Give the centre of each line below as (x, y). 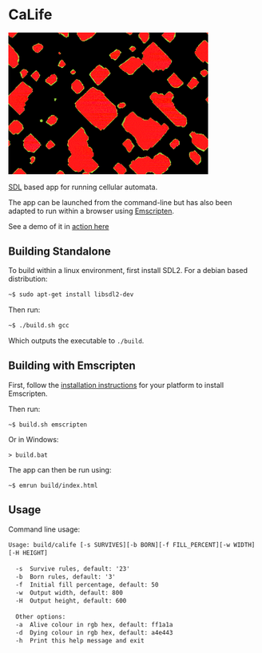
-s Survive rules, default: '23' (73, 568)
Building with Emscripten (72, 366)
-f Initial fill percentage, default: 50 (87, 584)
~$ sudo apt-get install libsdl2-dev (71, 295)
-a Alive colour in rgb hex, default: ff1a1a (94, 624)
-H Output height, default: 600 (71, 600)
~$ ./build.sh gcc (39, 326)
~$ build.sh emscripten (48, 425)
